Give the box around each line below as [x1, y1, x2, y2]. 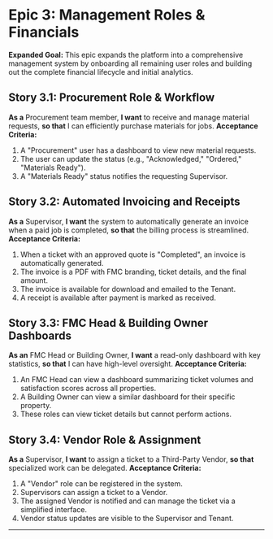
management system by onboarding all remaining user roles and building [8, 59, 253, 68]
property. [19, 401, 52, 411]
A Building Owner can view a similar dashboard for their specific [19, 392, 236, 402]
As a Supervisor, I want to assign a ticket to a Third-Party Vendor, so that [8, 454, 254, 464]
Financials [8, 23, 80, 41]
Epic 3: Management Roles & [8, 6, 206, 24]
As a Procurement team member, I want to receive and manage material [8, 112, 249, 122]
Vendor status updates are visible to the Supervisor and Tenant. [19, 514, 234, 524]
